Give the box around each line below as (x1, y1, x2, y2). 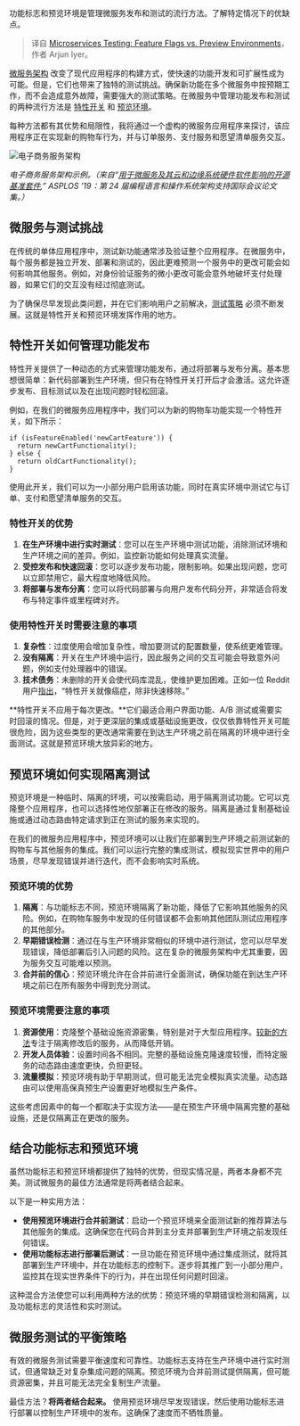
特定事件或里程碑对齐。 (37, 594, 125, 605)
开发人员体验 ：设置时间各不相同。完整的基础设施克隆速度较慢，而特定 (21, 1049, 280, 1059)
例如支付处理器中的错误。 (37, 664, 132, 674)
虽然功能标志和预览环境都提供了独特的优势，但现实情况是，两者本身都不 (9, 1166, 274, 1177)
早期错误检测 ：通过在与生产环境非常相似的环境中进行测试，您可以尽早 (21, 936, 280, 946)
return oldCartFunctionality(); (17, 457, 138, 466)
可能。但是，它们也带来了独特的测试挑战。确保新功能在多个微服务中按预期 (9, 79, 282, 89)
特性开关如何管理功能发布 (9, 338, 150, 353)
